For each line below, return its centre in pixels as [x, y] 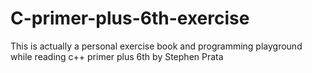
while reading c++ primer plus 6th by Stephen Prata [117, 56]
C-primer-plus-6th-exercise [130, 18]
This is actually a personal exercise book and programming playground [156, 46]
